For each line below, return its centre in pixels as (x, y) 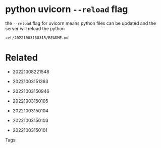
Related (21, 58)
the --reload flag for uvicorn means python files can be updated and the (81, 23)
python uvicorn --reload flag (67, 9)
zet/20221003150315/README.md (37, 38)
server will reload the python (35, 28)
